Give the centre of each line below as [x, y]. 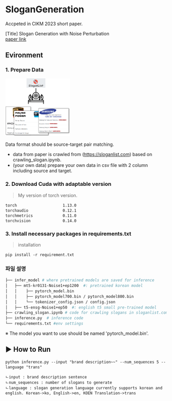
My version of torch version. [48, 195]
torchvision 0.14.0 [41, 221]
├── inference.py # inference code [44, 318]
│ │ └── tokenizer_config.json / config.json [60, 302]
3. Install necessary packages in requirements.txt [68, 234]
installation [29, 244]
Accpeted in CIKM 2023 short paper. [44, 24]
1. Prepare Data [25, 70]
